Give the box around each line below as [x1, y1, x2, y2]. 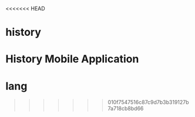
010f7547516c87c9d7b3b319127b [107, 99, 189, 106]
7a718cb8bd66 [107, 105, 144, 112]
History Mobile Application [5, 52, 139, 66]
